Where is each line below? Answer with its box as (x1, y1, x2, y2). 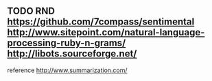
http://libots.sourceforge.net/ (7, 48, 137, 60)
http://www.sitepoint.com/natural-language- (7, 27, 205, 38)
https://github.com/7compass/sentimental (7, 16, 195, 28)
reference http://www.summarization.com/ (7, 66, 128, 74)
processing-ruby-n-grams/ (7, 37, 126, 49)
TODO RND (7, 5, 55, 17)
